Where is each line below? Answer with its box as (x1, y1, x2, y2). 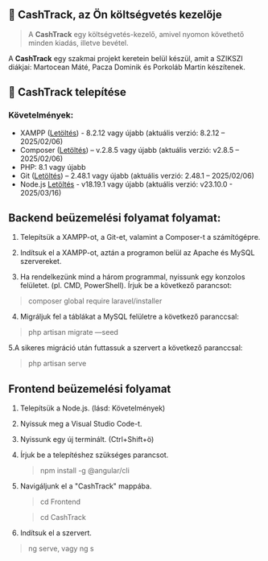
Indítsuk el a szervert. (19, 528, 93, 538)
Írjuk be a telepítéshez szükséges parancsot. (19, 450, 169, 460)
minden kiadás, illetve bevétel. (27, 38, 129, 47)
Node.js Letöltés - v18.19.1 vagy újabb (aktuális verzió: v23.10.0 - (19, 179, 233, 189)
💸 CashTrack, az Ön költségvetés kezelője (8, 8, 223, 22)
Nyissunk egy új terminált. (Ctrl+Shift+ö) (19, 435, 155, 444)
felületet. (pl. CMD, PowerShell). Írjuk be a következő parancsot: (19, 281, 232, 291)
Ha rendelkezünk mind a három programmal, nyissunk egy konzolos (19, 272, 245, 282)
